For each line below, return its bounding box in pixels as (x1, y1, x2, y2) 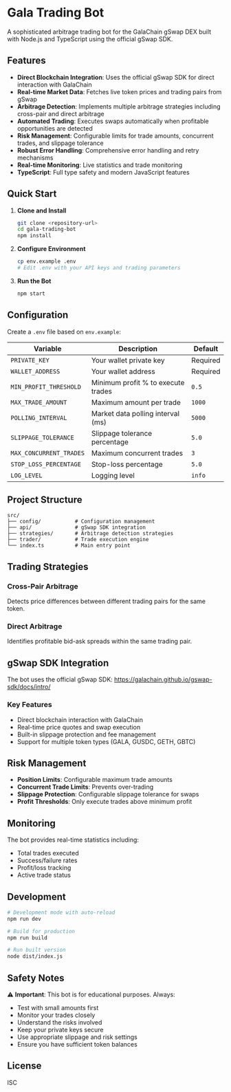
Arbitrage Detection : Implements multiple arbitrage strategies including (16, 102, 221, 111)
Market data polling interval (91, 408, 180, 418)
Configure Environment (16, 245, 86, 253)
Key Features (7, 700, 53, 710)
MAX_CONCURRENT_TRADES (10, 449, 85, 457)
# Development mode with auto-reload (7, 909, 115, 916)
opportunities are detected (16, 124, 93, 132)
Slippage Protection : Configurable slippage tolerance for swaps (16, 790, 199, 798)
